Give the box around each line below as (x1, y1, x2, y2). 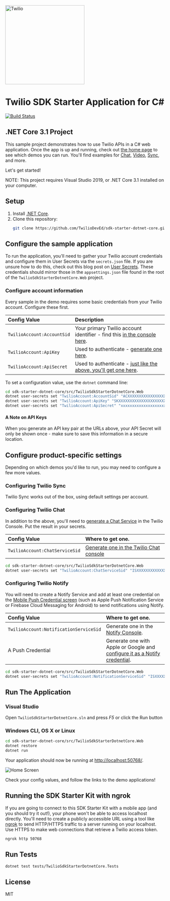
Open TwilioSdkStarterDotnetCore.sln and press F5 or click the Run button (5, 715, 163, 721)
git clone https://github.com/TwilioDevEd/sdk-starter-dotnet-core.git (12, 225, 167, 231)
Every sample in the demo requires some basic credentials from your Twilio (5, 299, 162, 305)
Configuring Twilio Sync (5, 482, 66, 489)
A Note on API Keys (5, 414, 47, 420)
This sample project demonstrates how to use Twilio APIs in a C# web (5, 141, 151, 147)
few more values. (5, 470, 41, 476)
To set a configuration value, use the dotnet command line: (5, 379, 128, 385)
